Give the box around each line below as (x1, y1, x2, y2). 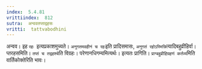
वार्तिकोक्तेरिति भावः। (6, 56, 46, 64)
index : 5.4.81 (6, 9, 45, 15)
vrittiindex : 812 (6, 15, 53, 21)
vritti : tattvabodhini (6, 26, 67, 32)
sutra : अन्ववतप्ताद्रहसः (6, 20, 53, 26)
